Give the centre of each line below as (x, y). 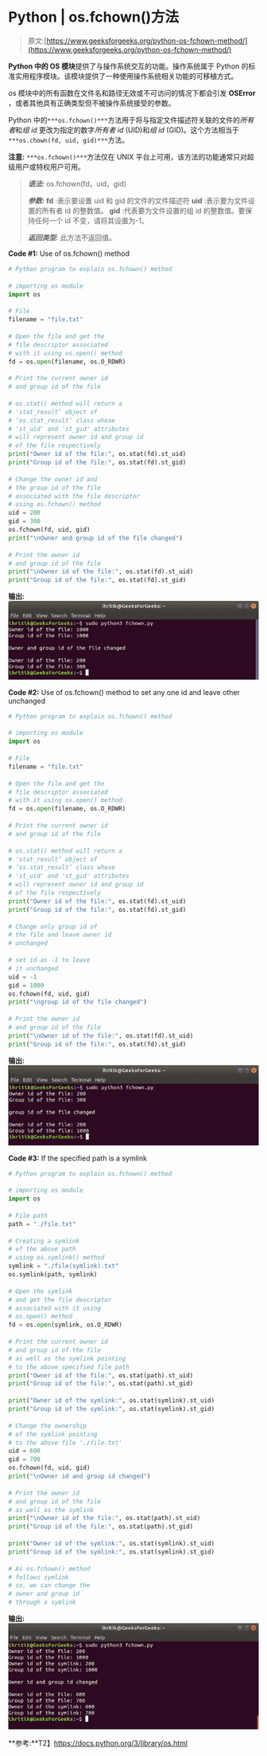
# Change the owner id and (53, 479)
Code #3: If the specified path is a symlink (77, 1158)
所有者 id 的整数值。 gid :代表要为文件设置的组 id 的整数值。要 (143, 210)
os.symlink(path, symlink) (53, 1275)
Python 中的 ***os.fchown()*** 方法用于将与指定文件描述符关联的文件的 (124, 120)
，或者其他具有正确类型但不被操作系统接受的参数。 (92, 103)
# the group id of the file (55, 488)
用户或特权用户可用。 (50, 167)
